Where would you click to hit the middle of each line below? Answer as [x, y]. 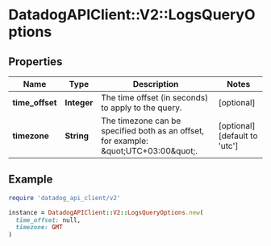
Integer [79, 102]
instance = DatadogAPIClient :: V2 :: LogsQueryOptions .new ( [106, 212]
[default [233, 136]
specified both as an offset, [152, 131]
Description [156, 84]
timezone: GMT [39, 228]
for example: [125, 141]
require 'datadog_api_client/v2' [65, 198]
